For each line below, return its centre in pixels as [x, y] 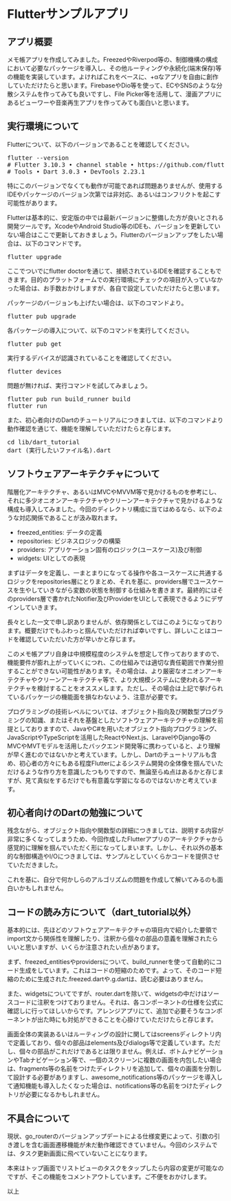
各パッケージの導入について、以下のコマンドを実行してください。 [100, 330]
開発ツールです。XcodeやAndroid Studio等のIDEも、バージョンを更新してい [114, 226]
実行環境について [43, 126]
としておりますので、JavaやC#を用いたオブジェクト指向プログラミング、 [117, 728]
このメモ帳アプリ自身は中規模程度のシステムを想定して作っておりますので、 [115, 654]
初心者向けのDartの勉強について [75, 813]
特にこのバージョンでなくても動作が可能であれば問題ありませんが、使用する [115, 185]
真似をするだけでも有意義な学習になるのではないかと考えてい [124, 780]
